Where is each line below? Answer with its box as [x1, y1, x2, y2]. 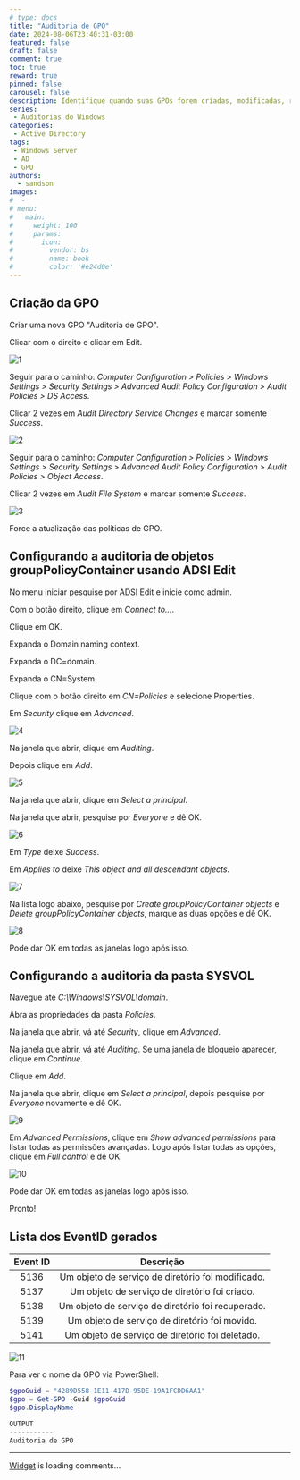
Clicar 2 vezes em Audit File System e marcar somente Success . [9, 488, 246, 499]
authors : [9, 171, 42, 180]
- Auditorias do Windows [12, 113, 105, 122]
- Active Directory [12, 130, 87, 139]
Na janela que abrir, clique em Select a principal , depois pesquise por [9, 1088, 265, 1099]
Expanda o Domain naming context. [9, 639, 140, 649]
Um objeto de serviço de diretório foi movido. [67, 1315, 257, 1327]
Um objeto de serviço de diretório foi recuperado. [58, 1300, 266, 1313]
